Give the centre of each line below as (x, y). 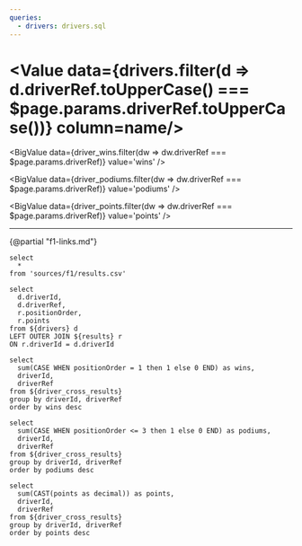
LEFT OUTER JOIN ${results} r (66, 337)
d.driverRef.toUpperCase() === (129, 89)
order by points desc (50, 533)
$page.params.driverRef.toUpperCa (147, 108)
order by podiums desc (52, 471)
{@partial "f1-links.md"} (53, 242)
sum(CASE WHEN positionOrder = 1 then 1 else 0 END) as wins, (136, 368)
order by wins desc (46, 408)
